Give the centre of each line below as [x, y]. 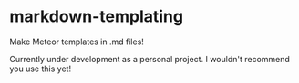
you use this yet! [40, 69]
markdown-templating [97, 17]
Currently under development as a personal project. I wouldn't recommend [149, 59]
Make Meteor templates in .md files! [77, 41]
